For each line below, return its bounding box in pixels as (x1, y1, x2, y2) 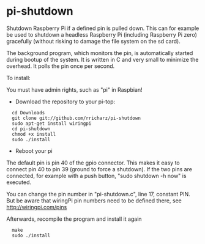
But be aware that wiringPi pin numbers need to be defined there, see (6, 197, 182, 204)
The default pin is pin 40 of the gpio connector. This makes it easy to (6, 159, 181, 166)
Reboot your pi (15, 147, 53, 154)
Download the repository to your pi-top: (15, 98, 116, 105)
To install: (6, 74, 31, 81)
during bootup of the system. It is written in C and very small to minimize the (6, 56, 199, 63)
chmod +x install (12, 131, 56, 137)
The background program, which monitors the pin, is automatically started (6, 49, 193, 56)
